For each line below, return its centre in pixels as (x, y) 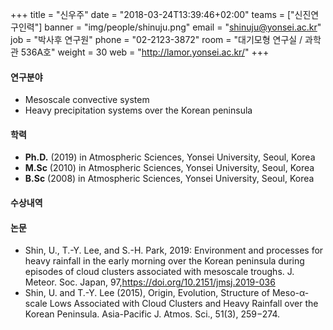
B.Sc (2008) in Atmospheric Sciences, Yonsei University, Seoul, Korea (169, 179)
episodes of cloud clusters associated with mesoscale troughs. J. (159, 272)
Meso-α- (290, 293)
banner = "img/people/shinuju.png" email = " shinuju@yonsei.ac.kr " (183, 27)
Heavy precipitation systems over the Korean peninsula (138, 110)
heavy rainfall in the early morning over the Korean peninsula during (164, 261)
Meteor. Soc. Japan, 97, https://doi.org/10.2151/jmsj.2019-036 (150, 282)
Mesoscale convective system (87, 100)
